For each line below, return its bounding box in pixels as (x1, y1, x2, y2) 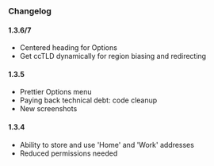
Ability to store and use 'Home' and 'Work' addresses (19, 140, 194, 149)
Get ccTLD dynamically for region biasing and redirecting (19, 52, 207, 61)
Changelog (8, 6, 52, 17)
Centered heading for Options (19, 43, 117, 52)
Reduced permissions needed (19, 149, 118, 158)
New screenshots (19, 104, 78, 114)
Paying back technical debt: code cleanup (19, 95, 158, 105)
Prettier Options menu (19, 87, 93, 97)
